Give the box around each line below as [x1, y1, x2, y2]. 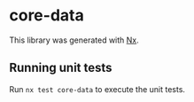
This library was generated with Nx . [9, 35, 139, 45]
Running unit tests [9, 60, 113, 75]
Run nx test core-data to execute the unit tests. [9, 83, 186, 94]
